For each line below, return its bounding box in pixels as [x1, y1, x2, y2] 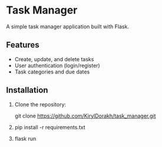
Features [6, 40, 39, 50]
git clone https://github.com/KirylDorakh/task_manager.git [14, 112, 156, 119]
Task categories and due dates [14, 68, 90, 75]
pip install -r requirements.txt [14, 123, 85, 131]
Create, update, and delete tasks [14, 55, 94, 62]
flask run [14, 135, 37, 142]
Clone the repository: [14, 101, 67, 108]
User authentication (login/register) [14, 62, 100, 69]
